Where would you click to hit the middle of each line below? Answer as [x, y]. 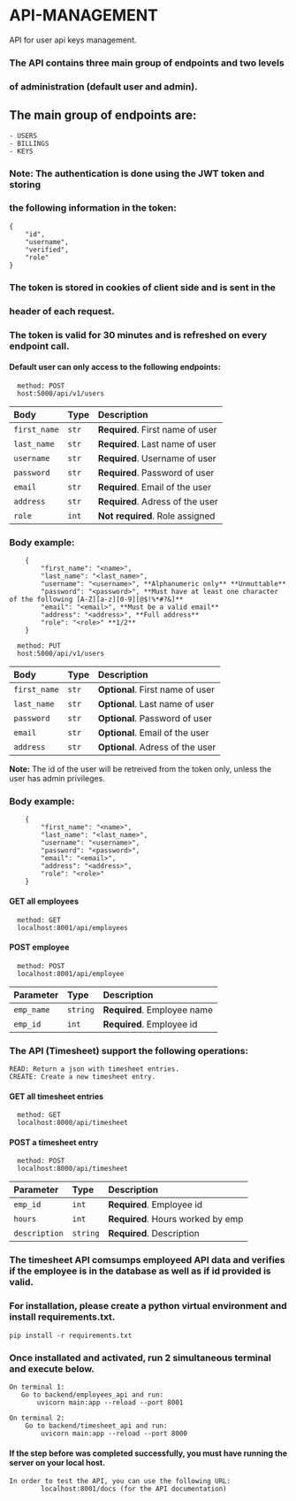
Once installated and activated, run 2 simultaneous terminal [140, 1358]
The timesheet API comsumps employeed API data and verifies [147, 1260]
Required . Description [154, 1234]
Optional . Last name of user [156, 704]
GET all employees [44, 901]
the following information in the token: [93, 208]
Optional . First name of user [156, 689]
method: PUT [39, 646]
